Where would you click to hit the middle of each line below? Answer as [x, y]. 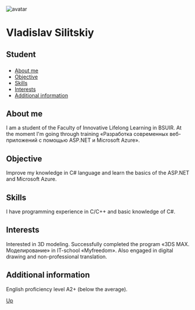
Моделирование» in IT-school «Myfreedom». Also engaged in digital [90, 250]
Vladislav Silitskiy [50, 33]
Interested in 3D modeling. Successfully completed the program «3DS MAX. [98, 244]
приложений [22, 140]
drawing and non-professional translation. [57, 256]
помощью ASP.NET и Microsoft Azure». [91, 140]
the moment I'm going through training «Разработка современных [87, 134]
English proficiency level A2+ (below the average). [67, 289]
